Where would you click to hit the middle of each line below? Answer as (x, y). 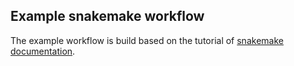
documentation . (43, 51)
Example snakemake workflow (107, 16)
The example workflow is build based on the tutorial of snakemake (147, 40)
